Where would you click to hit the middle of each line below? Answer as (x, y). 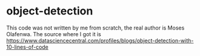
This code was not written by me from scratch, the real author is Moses (95, 28)
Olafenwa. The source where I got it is (54, 34)
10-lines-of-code (27, 47)
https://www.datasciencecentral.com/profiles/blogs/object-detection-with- (100, 40)
